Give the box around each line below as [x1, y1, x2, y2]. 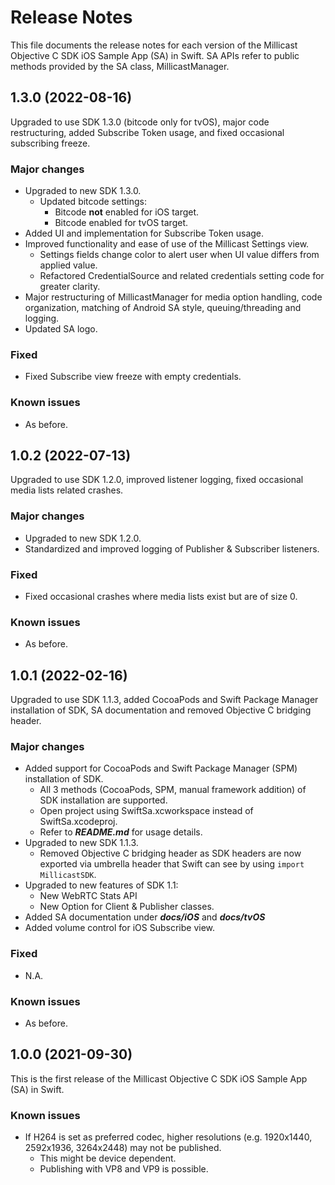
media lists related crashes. [10, 484, 124, 496]
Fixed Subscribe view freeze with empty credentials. [24, 371, 242, 383]
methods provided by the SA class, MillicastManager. [10, 60, 230, 72]
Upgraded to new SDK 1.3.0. [24, 185, 142, 197]
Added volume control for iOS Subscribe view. [24, 922, 216, 934]
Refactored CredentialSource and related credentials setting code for [39, 270, 325, 282]
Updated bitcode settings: [39, 196, 147, 208]
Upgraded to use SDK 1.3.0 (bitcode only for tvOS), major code [10, 116, 270, 128]
